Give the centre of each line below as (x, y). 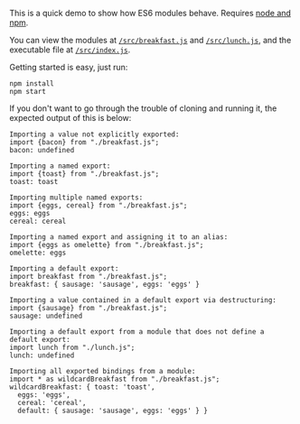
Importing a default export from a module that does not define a (137, 332)
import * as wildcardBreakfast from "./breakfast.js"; (115, 379)
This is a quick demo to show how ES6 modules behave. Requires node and (150, 13)
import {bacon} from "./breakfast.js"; (84, 143)
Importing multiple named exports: (76, 198)
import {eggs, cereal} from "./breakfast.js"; (98, 206)
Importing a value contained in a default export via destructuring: (143, 300)
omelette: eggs (38, 253)
